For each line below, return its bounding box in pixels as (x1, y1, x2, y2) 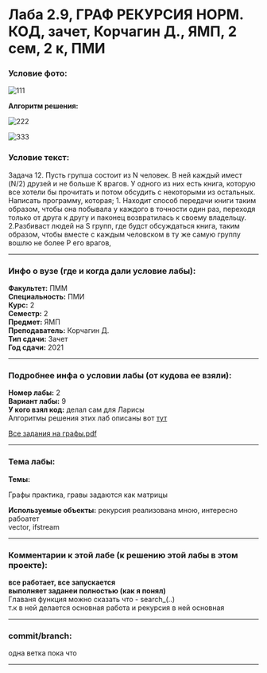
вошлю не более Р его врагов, (8, 237, 111, 248)
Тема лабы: (8, 456, 56, 468)
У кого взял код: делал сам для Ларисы (8, 405, 145, 415)
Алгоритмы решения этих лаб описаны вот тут (8, 413, 168, 423)
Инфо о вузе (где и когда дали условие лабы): (8, 265, 196, 276)
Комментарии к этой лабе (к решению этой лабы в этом (8, 550, 238, 561)
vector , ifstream (8, 522, 60, 531)
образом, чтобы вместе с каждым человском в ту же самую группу (8, 229, 241, 239)
